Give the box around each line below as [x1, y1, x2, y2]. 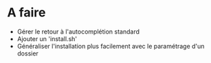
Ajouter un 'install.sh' [16, 34, 78, 42]
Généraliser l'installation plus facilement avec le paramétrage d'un [16, 42, 205, 50]
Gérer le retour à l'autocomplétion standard [16, 27, 140, 36]
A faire [7, 5, 46, 21]
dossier [16, 49, 39, 58]
